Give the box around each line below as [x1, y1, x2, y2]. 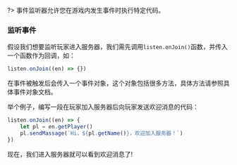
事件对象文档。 [13, 88, 57, 96]
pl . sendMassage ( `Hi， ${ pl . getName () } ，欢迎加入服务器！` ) [20, 129, 183, 137]
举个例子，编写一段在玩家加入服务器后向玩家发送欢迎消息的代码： [7, 103, 199, 111]
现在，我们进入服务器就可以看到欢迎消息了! [7, 150, 133, 158]
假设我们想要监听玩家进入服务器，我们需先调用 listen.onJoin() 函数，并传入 [7, 43, 228, 51]
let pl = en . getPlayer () [20, 124, 93, 131]
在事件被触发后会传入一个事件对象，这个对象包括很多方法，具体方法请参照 [7, 79, 224, 88]
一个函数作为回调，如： [7, 51, 75, 60]
